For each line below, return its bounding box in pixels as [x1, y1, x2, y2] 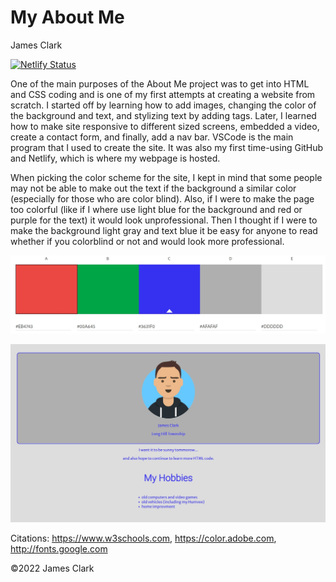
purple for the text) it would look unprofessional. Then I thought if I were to [10, 214, 318, 226]
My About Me [10, 6, 125, 29]
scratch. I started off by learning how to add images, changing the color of [10, 99, 317, 111]
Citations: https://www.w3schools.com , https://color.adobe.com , [10, 532, 277, 545]
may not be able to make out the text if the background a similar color [10, 182, 297, 194]
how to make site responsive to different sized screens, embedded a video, [10, 120, 320, 132]
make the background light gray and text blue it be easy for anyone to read [10, 224, 318, 236]
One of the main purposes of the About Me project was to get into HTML [10, 77, 310, 90]
